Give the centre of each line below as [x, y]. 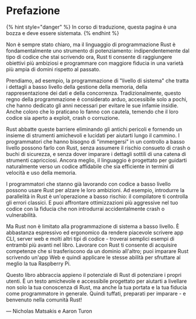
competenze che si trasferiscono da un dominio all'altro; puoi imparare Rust [97, 251]
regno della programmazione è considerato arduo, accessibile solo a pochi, [97, 99]
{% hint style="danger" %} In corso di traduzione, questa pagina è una [91, 27]
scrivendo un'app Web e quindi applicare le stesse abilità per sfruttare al [93, 257]
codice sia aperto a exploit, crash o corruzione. [63, 117]
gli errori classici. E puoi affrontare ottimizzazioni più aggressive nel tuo [92, 202]
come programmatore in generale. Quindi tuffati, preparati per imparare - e [96, 293]
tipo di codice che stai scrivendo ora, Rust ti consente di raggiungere [89, 57]
